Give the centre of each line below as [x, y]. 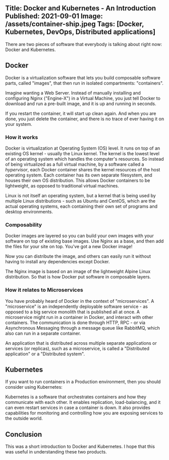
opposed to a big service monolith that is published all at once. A [73, 312]
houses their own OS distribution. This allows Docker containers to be [78, 180]
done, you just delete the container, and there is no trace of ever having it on [85, 119]
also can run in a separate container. [43, 333]
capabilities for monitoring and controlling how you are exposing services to [84, 413]
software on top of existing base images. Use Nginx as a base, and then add [84, 241]
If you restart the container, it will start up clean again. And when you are [81, 113]
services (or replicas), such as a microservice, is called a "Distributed [77, 348]
